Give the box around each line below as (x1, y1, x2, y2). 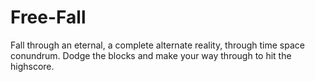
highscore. (10, 60, 55, 72)
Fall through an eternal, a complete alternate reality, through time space (10, 39, 305, 51)
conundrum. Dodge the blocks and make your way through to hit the (10, 49, 292, 61)
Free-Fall (10, 6, 87, 29)
